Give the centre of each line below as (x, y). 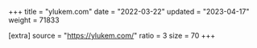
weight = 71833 (34, 20)
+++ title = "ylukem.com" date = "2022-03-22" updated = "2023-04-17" (129, 12)
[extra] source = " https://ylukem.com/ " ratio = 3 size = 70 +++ (112, 36)
